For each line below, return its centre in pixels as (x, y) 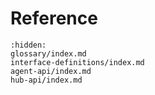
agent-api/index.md (51, 71)
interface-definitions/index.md (77, 62)
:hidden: (28, 45)
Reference (54, 18)
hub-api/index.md (46, 80)
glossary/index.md (48, 53)
